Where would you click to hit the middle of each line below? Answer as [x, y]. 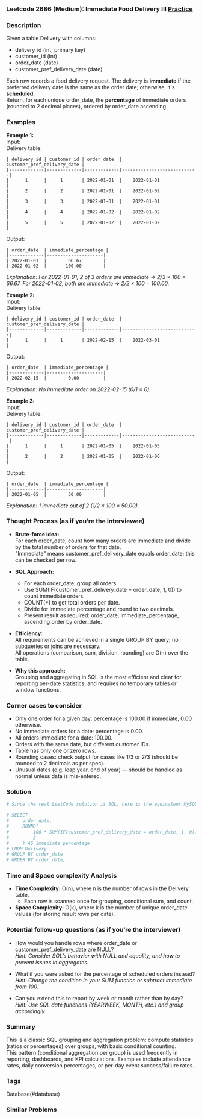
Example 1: [20, 135]
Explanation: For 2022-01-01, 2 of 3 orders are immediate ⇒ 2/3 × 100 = [96, 277]
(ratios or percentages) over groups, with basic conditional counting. [91, 1046]
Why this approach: [40, 670]
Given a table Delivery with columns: [51, 39]
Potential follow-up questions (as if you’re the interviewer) [93, 930]
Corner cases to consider [44, 705]
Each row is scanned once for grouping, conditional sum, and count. [109, 901]
